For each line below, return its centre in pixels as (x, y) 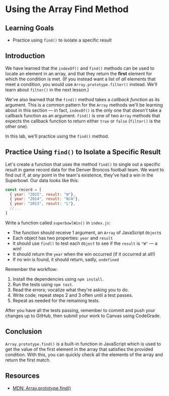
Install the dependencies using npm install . (58, 279)
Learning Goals (30, 28)
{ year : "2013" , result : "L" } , (43, 204)
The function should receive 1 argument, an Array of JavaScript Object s (87, 232)
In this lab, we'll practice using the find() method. (57, 136)
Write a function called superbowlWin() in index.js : (58, 223)
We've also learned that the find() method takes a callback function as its (82, 99)
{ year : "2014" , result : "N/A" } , (45, 199)
